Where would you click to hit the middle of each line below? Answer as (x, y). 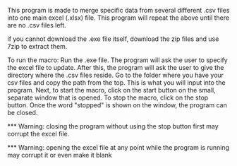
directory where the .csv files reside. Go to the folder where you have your (116, 75)
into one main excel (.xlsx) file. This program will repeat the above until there (119, 18)
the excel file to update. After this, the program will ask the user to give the (116, 67)
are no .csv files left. (37, 25)
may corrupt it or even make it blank (60, 155)
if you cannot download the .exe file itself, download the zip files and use (113, 39)
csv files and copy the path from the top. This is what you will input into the (116, 83)
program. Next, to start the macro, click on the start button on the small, (112, 90)
